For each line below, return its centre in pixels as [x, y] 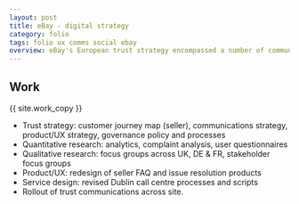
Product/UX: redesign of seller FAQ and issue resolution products [142, 172]
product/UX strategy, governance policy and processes [124, 135]
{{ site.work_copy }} [46, 108]
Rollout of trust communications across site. [103, 192]
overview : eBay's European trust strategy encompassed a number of [137, 51]
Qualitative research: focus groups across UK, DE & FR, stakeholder [146, 153]
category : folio [39, 34]
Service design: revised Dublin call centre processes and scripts [140, 182]
